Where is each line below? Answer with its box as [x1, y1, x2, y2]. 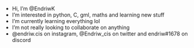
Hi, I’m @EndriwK [11, 5, 55, 12]
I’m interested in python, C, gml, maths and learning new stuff [11, 11, 165, 18]
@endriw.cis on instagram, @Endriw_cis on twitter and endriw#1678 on [11, 30, 188, 37]
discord [11, 37, 31, 43]
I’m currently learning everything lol [11, 18, 100, 24]
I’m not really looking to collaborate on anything [11, 24, 130, 31]
